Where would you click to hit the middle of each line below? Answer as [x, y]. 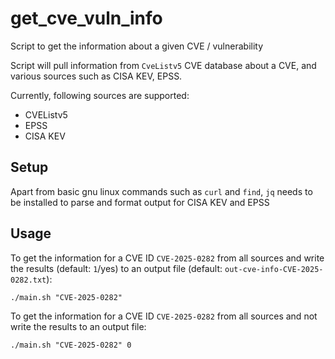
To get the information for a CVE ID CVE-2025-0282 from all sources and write [167, 258]
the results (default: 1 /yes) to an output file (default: [116, 268]
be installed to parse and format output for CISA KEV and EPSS [140, 202]
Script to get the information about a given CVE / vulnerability [137, 46]
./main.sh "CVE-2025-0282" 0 [71, 345]
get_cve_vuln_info [86, 18]
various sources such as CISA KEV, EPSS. [96, 76]
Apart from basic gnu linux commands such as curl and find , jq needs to [161, 191]
